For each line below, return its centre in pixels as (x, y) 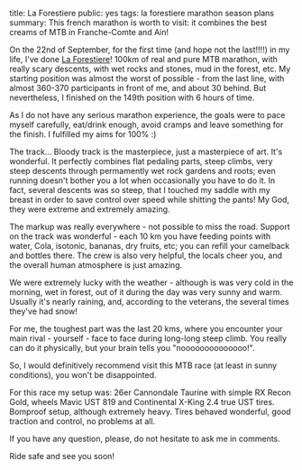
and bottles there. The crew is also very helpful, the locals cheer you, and (146, 255)
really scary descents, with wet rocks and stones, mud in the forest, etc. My (150, 69)
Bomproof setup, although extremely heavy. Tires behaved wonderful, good (150, 411)
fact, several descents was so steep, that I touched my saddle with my (140, 190)
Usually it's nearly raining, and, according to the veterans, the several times (150, 302)
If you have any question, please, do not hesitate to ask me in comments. (145, 438)
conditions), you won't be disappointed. (83, 375)
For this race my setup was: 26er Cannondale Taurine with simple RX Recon (150, 392)
